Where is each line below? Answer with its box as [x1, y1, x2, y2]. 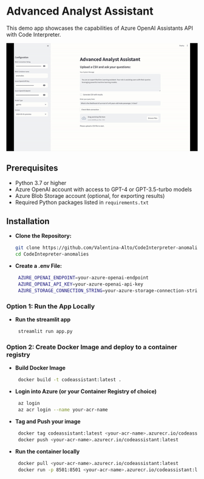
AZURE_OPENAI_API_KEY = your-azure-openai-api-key [18, 281, 144, 287]
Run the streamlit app [15, 316, 71, 323]
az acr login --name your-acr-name [18, 407, 108, 413]
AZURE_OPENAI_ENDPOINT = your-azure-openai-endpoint [18, 275, 149, 281]
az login [18, 400, 41, 407]
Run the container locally [15, 447, 80, 455]
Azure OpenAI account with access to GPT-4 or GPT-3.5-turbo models [15, 186, 192, 193]
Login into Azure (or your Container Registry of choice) [15, 388, 157, 395]
